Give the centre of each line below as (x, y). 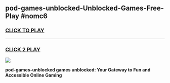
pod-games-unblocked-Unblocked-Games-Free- (85, 8)
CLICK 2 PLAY (23, 49)
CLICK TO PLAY (25, 31)
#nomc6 (34, 16)
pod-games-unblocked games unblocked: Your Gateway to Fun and (78, 69)
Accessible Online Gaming (34, 75)
